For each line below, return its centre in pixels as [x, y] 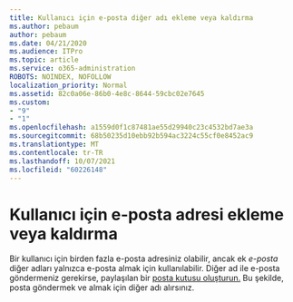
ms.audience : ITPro [46, 52]
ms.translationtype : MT [54, 144]
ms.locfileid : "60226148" [58, 170]
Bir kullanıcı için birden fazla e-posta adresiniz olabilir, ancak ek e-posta [144, 258]
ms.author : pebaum [44, 26]
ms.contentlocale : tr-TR [56, 152]
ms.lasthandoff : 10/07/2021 [63, 161]
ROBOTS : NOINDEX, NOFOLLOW [60, 77]
